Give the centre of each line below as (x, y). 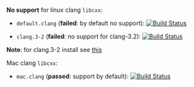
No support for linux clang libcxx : (55, 10)
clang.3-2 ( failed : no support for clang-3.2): (79, 36)
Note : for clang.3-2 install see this (54, 50)
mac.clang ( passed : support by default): (72, 76)
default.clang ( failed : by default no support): (80, 23)
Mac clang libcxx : (32, 63)
